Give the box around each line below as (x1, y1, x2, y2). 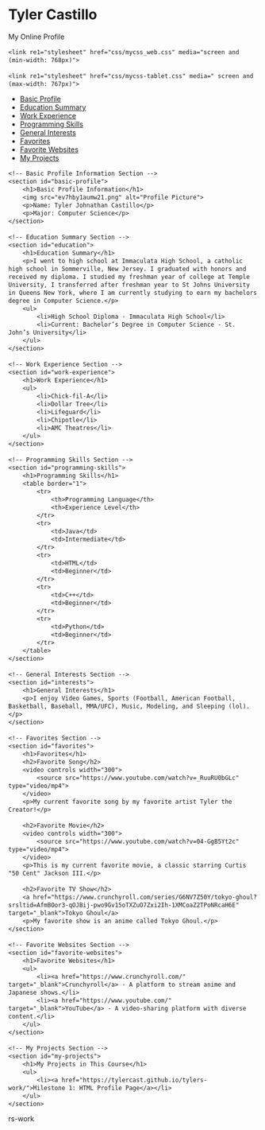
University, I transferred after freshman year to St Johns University (8, 281, 250, 289)
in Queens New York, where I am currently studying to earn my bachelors (8, 289, 258, 297)
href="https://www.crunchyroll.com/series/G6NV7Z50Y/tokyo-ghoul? (33, 893, 258, 901)
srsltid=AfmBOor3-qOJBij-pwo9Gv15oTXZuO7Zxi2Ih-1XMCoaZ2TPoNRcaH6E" (8, 901, 240, 909)
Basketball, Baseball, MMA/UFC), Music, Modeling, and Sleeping (8, 702, 225, 710)
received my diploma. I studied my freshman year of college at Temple (8, 273, 250, 281)
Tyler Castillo (8, 6, 98, 24)
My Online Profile (8, 32, 65, 41)
